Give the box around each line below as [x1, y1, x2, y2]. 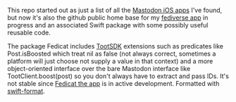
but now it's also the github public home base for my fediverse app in [7, 13, 209, 22]
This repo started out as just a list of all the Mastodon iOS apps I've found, [7, 6, 223, 14]
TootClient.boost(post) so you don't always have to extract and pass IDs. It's [7, 72, 229, 80]
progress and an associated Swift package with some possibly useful [7, 21, 209, 29]
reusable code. [7, 28, 51, 37]
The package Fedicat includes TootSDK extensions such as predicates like [7, 42, 224, 50]
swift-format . [7, 87, 46, 95]
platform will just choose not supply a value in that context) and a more [7, 57, 213, 65]
